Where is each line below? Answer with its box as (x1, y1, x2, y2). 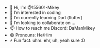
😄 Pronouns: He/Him (9, 32, 52, 38)
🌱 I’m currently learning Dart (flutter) (9, 15, 83, 20)
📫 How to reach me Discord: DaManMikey (9, 25, 96, 31)
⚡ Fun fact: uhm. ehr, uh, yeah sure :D (9, 37, 85, 43)
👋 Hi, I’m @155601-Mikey (9, 5, 60, 10)
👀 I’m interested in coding (9, 10, 61, 15)
